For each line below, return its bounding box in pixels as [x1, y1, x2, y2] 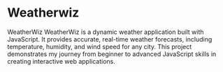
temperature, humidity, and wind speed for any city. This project [7, 42, 192, 51]
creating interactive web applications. [7, 57, 115, 65]
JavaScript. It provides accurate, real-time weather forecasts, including [7, 35, 213, 43]
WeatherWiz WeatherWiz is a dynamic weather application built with [7, 28, 204, 36]
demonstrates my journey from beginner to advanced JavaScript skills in [7, 50, 217, 58]
